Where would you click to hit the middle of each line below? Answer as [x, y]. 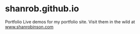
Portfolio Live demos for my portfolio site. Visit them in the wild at [70, 22]
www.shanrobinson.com [29, 26]
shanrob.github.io [42, 9]
